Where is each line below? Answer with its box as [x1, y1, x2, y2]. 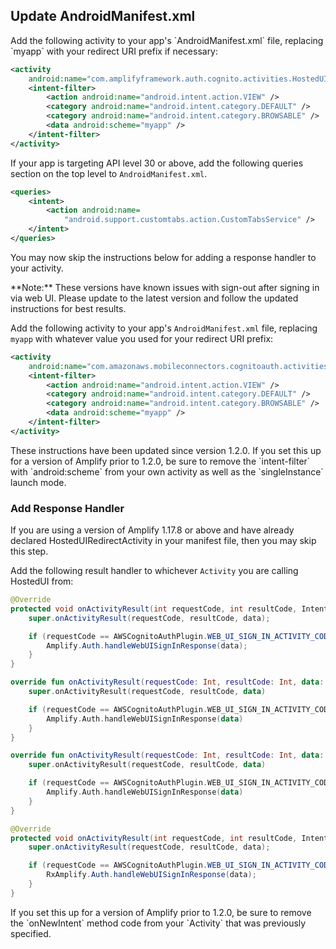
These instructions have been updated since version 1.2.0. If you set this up [10, 444, 322, 456]
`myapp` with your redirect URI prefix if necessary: [10, 45, 219, 57]
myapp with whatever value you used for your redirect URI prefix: [10, 332, 274, 344]
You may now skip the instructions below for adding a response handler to [10, 251, 317, 263]
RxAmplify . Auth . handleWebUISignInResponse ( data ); [46, 870, 257, 880]
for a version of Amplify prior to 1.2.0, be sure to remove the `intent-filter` [10, 455, 311, 467]
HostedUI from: [10, 575, 74, 588]
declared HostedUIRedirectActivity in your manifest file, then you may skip [10, 535, 317, 547]
